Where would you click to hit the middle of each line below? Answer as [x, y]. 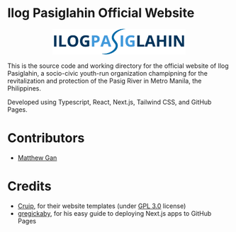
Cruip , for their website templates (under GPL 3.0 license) [102, 206]
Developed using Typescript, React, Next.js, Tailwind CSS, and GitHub [109, 102]
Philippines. [24, 88]
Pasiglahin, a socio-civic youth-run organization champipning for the [107, 73]
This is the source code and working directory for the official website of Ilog [118, 66]
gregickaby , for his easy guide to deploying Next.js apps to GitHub [114, 213]
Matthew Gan [37, 158]
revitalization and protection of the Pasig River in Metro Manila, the [105, 81]
